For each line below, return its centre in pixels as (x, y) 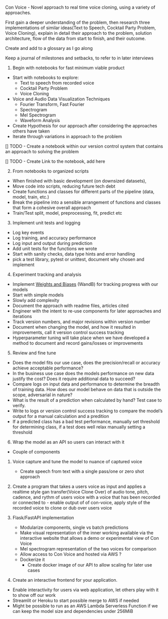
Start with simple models (38, 295)
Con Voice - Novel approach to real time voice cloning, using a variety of (80, 7)
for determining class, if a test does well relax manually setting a (79, 427)
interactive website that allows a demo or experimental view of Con (89, 538)
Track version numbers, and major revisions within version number (81, 322)
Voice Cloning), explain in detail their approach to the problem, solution (78, 33)
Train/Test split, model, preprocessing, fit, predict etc (67, 213)
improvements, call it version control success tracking (68, 332)
